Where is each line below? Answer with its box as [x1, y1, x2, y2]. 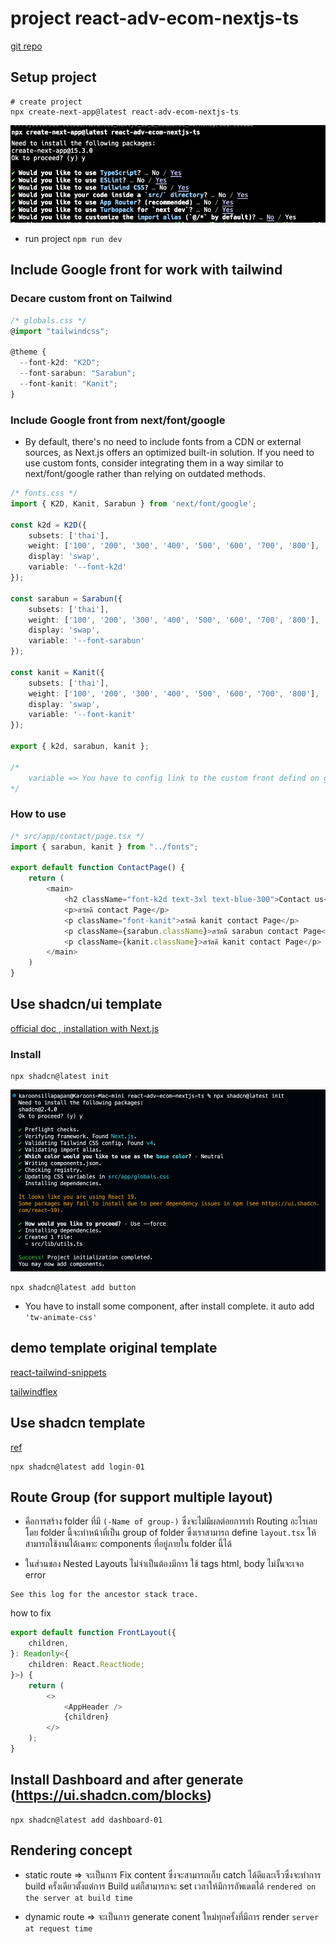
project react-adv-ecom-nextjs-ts [10, 7, 300, 30]
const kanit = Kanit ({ [10, 667, 105, 677]
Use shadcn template [10, 1415, 146, 1432]
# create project [10, 97, 83, 107]
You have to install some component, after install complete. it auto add [24, 1300, 315, 1312]
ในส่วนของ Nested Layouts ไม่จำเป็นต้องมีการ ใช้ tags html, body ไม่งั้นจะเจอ [24, 1558, 305, 1570]
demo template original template [10, 1340, 218, 1357]
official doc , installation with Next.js [10, 1022, 160, 1034]
